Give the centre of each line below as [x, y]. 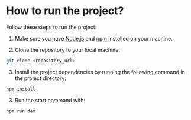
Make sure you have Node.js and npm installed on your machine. [93, 38]
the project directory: [41, 78]
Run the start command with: [50, 100]
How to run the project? [65, 11]
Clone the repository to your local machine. [67, 50]
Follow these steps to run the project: [51, 27]
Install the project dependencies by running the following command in [100, 72]
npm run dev [21, 111]
